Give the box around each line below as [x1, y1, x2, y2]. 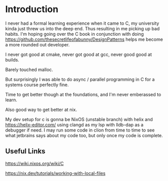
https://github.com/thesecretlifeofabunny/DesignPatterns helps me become [5, 36, 163, 42]
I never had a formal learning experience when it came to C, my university [5, 20, 159, 26]
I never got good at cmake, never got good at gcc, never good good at [5, 51, 152, 57]
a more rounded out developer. [5, 41, 70, 47]
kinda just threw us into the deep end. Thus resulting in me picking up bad [5, 25, 160, 31]
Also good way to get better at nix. [5, 106, 77, 112]
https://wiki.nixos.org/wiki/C [5, 160, 64, 166]
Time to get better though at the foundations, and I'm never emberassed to [5, 91, 161, 97]
